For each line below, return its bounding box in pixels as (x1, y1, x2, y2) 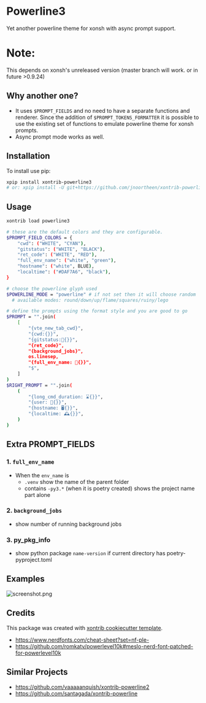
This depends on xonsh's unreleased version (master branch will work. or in (6, 66, 198, 74)
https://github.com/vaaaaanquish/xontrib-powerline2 (15, 683, 150, 691)
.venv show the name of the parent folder (24, 478, 129, 485)
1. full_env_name (6, 458, 55, 466)
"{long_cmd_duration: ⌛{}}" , (28, 394, 104, 400)
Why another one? (6, 91, 78, 101)
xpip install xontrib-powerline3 (6, 179, 92, 185)
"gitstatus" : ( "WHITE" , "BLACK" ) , (17, 246, 105, 252)
